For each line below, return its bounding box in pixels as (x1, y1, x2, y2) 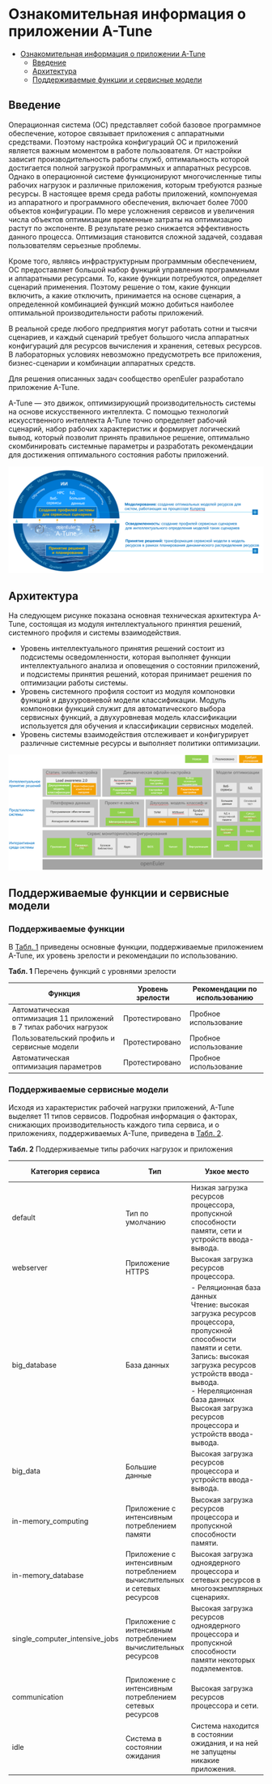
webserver (11, 1263, 49, 1272)
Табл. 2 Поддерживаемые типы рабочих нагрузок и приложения (8, 1144, 233, 1154)
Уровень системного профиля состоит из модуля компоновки (19, 687, 236, 697)
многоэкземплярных (190, 1583, 263, 1593)
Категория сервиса (31, 1166, 100, 1176)
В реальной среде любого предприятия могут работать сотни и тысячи (8, 324, 257, 333)
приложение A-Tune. (8, 382, 80, 392)
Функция (48, 988, 81, 998)
